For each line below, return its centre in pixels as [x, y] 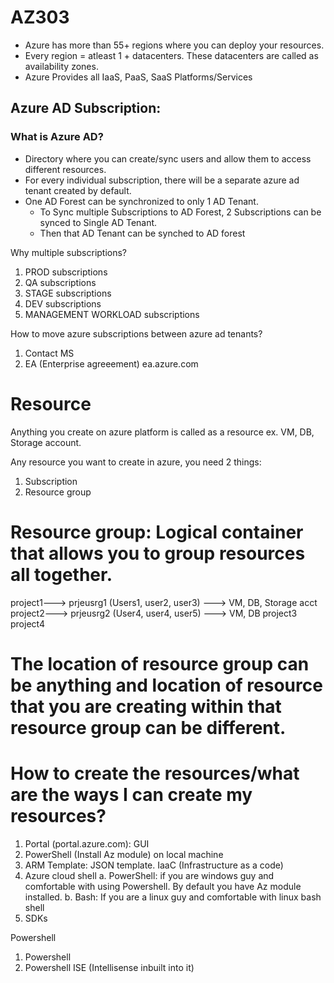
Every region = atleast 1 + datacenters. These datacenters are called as [171, 55]
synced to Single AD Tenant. [98, 222]
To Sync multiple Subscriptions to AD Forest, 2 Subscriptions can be [180, 212]
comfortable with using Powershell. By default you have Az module [163, 886]
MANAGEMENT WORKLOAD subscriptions [112, 314]
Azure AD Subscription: [86, 108]
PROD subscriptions [66, 272]
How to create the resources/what [155, 773]
